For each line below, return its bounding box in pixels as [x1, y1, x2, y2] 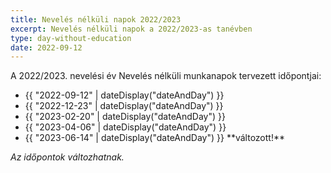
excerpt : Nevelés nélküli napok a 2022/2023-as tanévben [10, 24, 253, 34]
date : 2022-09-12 [10, 42, 83, 53]
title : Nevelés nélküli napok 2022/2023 [10, 14, 182, 25]
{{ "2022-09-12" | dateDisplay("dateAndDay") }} [24, 89, 225, 101]
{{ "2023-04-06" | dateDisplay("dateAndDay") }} [24, 121, 227, 133]
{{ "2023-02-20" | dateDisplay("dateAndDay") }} [24, 111, 226, 123]
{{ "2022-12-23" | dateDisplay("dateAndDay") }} [24, 100, 224, 112]
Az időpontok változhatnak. [10, 151, 125, 163]
